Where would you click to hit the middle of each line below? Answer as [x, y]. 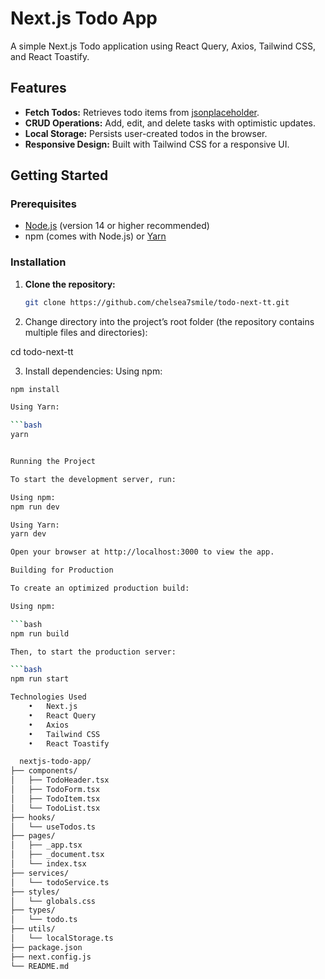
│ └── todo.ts [44, 920]
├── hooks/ [33, 817]
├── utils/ [33, 929]
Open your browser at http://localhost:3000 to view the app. [142, 552]
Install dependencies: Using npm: [93, 371]
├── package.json [46, 947]
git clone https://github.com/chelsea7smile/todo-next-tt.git [157, 302]
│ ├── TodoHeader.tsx [60, 780]
